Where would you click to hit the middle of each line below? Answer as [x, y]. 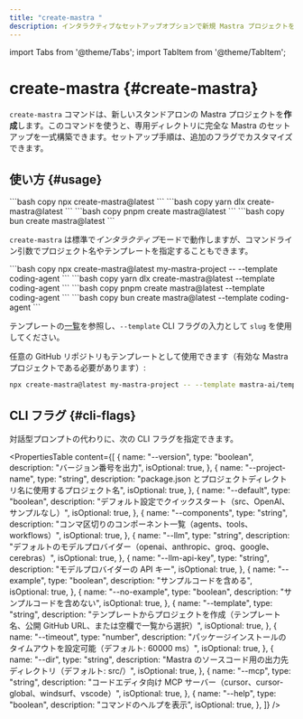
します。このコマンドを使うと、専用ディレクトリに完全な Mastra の [142, 126]
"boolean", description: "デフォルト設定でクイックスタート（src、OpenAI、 [150, 501]
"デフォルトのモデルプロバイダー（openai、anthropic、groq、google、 [142, 546]
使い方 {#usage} [56, 179]
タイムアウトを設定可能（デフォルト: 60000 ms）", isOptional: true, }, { [142, 648]
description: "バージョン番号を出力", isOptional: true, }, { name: [126, 467]
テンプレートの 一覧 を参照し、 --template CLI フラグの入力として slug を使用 [151, 326]
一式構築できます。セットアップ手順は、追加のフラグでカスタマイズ [166, 137]
